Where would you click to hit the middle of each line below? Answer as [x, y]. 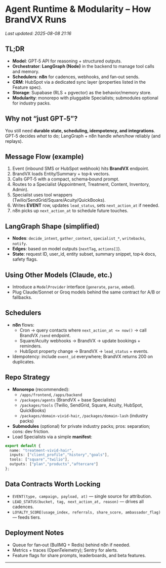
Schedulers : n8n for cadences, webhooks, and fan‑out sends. [76, 77]
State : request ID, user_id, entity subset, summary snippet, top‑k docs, [84, 254]
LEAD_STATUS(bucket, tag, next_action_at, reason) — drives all [78, 501]
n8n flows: [23, 325]
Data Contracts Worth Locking [53, 484]
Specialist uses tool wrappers [42, 195]
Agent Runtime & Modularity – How [78, 9]
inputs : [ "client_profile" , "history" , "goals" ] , [60, 455]
